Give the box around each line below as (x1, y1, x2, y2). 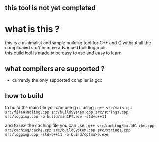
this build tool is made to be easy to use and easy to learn (5, 50, 122, 56)
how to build (5, 92, 44, 100)
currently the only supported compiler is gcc (12, 77, 103, 83)
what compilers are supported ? (5, 64, 105, 72)
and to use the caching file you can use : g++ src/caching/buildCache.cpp (5, 122, 155, 128)
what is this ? (5, 24, 60, 35)
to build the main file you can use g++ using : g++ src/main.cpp (5, 104, 133, 110)
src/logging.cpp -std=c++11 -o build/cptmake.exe (5, 132, 109, 137)
